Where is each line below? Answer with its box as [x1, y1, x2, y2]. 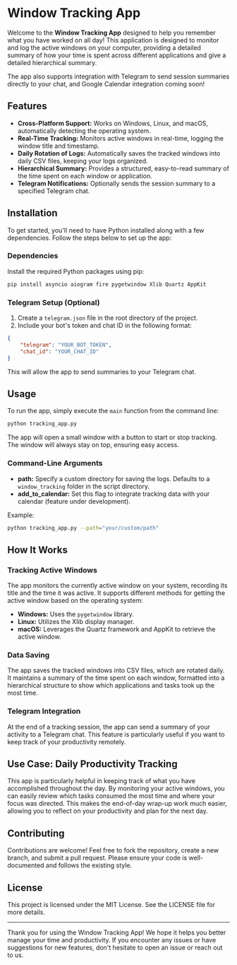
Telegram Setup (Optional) [7, 297, 100, 307]
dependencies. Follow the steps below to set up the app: [7, 233, 172, 242]
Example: [7, 511, 35, 519]
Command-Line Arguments [7, 458, 104, 468]
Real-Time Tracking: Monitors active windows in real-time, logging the [17, 134, 224, 142]
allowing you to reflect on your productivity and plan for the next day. [7, 807, 208, 815]
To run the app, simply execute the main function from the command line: [7, 407, 219, 415]
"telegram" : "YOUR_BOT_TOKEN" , [20, 341, 112, 348]
